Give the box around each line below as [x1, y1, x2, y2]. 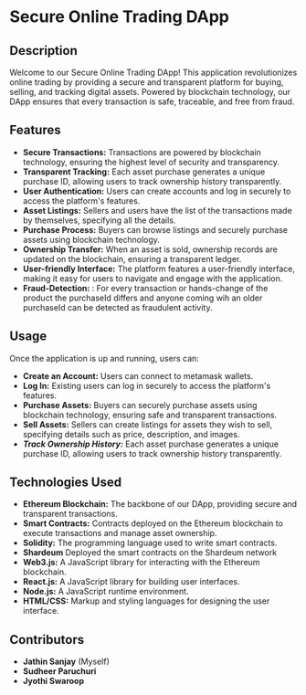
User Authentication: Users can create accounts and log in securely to [22, 185, 291, 196]
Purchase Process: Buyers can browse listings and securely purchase [22, 224, 288, 235]
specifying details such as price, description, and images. [22, 428, 240, 439]
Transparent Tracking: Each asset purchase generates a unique [22, 166, 266, 177]
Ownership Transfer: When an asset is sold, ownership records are [22, 244, 279, 255]
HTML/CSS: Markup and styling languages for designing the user [22, 595, 270, 606]
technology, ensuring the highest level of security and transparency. [22, 156, 280, 167]
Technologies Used [9, 475, 121, 490]
